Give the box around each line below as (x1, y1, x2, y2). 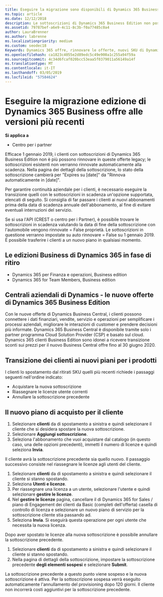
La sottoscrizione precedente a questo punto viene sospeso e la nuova (5, 571, 147, 577)
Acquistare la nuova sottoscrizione (12, 384, 81, 390)
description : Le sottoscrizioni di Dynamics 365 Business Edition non (5, 20, 151, 26)
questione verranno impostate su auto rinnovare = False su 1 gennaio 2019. (5, 232, 155, 238)
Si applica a (5, 132, 29, 138)
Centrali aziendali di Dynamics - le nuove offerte (5, 291, 154, 299)
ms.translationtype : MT (5, 61, 53, 66)
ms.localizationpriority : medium (5, 39, 73, 44)
